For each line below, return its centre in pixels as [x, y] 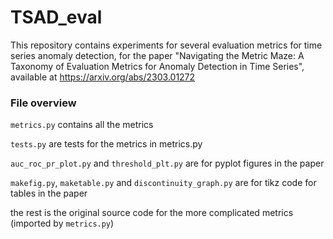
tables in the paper [49, 193]
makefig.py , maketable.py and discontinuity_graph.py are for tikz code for [163, 183]
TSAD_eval [56, 17]
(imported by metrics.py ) [62, 223]
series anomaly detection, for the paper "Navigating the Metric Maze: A [157, 55]
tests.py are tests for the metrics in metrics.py [106, 144]
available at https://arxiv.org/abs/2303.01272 [103, 77]
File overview [43, 103]
